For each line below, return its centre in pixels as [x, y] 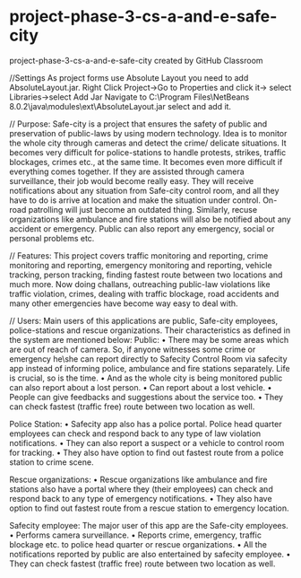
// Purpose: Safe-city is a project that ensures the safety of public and [138, 124]
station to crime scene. [52, 462]
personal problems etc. [52, 238]
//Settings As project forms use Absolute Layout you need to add [129, 77]
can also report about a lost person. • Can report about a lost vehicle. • [141, 387]
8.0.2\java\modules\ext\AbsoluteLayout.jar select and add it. [120, 106]
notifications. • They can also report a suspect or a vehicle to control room [147, 442]
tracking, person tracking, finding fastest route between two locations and [146, 275]
